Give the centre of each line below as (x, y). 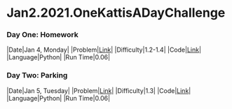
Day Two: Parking (37, 75)
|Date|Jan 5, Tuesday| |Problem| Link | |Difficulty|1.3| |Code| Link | (99, 90)
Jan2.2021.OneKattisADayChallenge (116, 13)
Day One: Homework (42, 35)
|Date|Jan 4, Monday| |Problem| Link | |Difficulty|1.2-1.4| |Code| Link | (104, 50)
